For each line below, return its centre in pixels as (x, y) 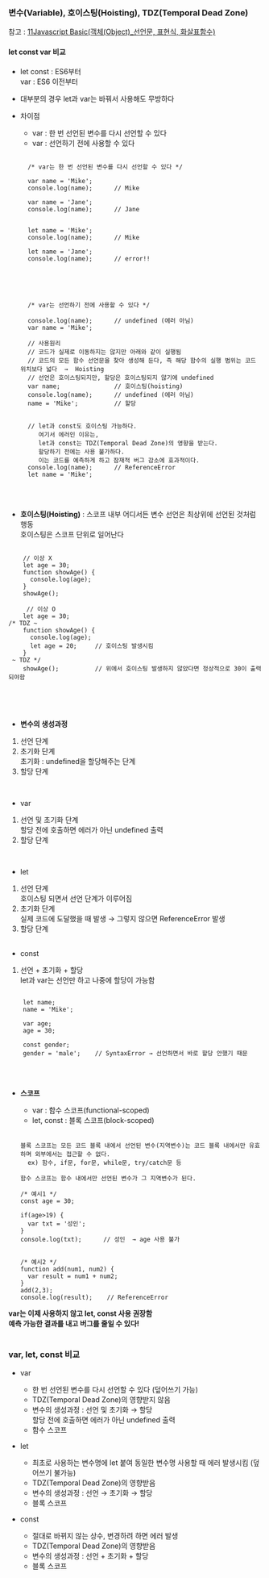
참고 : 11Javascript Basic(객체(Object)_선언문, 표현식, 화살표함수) (112, 32)
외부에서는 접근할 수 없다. (72, 1154)
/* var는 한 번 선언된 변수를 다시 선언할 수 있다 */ (105, 167)
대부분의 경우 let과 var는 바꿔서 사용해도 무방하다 (97, 98)
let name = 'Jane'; (60, 252)
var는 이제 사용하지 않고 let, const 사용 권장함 (81, 1313)
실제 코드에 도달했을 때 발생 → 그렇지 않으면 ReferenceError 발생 (122, 918)
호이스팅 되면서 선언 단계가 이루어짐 (76, 898)
